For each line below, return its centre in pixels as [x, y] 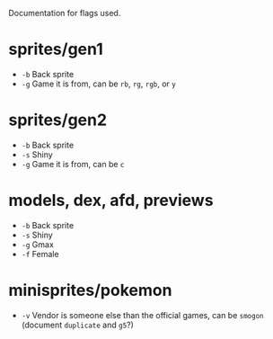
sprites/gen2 [58, 120]
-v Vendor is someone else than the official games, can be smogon [142, 315]
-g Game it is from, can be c [73, 164]
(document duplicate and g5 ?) [77, 325]
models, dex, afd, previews [111, 201]
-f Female [40, 254]
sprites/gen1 [56, 49]
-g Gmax [38, 244]
